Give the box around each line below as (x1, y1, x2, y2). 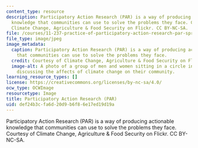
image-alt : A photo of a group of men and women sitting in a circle (11, 63, 186, 69)
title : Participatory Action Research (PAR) (6, 96, 117, 102)
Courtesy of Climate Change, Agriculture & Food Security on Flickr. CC (6, 130, 178, 137)
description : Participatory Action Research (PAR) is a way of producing (6, 14, 192, 20)
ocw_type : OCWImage (6, 85, 54, 91)
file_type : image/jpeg (6, 36, 62, 42)
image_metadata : (6, 42, 46, 48)
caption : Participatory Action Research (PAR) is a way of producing (11, 47, 186, 53)
